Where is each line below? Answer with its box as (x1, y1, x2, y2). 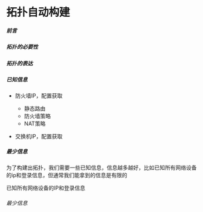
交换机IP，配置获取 (14, 133, 63, 140)
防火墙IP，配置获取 (14, 92, 63, 99)
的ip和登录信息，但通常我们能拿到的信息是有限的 (6, 172, 127, 179)
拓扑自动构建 (6, 5, 71, 19)
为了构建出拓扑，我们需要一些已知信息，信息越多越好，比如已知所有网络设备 (6, 164, 197, 172)
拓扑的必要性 (6, 43, 38, 51)
